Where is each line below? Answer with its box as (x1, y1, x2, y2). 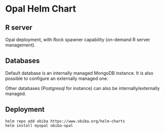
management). (5, 42, 36, 48)
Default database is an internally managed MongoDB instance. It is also (5, 70, 154, 76)
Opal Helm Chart (5, 3, 76, 15)
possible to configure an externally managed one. (5, 75, 108, 81)
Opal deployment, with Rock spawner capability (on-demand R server (5, 36, 150, 42)
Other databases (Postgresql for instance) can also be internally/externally (5, 85, 160, 91)
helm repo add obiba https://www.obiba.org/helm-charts (5, 118, 125, 124)
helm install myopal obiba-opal (5, 123, 73, 128)
